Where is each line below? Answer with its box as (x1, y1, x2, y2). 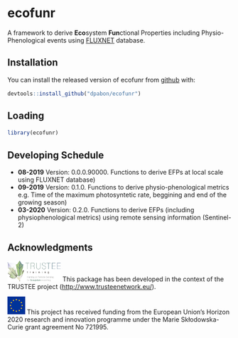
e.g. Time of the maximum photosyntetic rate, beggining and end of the (17, 190, 227, 200)
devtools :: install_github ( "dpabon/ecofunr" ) (7, 90, 141, 97)
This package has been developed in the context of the (62, 275, 225, 283)
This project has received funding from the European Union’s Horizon (26, 307, 230, 316)
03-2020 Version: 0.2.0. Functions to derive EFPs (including (17, 206, 195, 214)
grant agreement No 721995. (24, 322, 109, 331)
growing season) (17, 198, 67, 207)
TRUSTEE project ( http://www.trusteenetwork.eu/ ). (7, 282, 156, 290)
